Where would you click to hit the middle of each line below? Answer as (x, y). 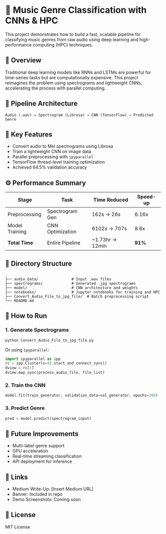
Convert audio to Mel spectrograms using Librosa (63, 146)
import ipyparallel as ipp (33, 359)
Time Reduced (111, 200)
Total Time (21, 243)
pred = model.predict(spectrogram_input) (48, 418)
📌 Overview (23, 61)
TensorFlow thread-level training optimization (59, 162)
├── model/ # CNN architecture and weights (72, 288)
